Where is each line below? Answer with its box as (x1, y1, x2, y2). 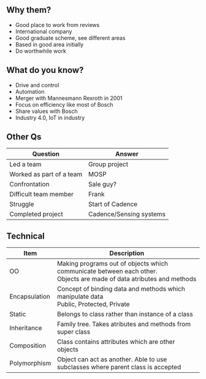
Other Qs (6, 132, 42, 142)
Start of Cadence (88, 200, 138, 209)
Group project (88, 160, 129, 169)
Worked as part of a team (9, 170, 83, 178)
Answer (115, 150, 139, 158)
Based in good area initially (15, 40, 84, 48)
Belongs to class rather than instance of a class (57, 310, 193, 318)
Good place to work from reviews (15, 21, 100, 28)
